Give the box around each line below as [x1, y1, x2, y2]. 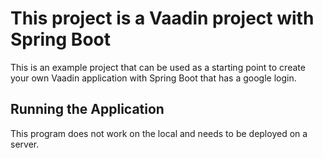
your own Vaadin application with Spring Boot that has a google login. [10, 72, 297, 84]
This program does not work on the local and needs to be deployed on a [10, 127, 308, 139]
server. [10, 138, 40, 150]
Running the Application [10, 101, 165, 118]
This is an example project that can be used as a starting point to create [10, 61, 306, 73]
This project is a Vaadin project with [10, 7, 315, 30]
